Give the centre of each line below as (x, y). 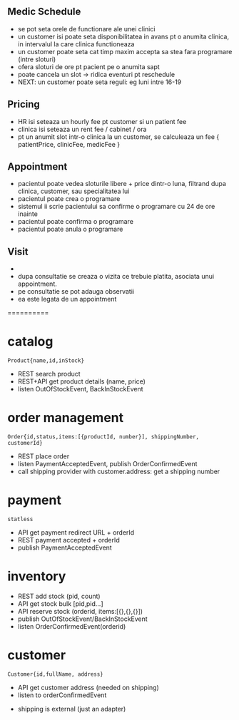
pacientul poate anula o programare (70, 229)
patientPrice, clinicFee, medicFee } (68, 144)
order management (66, 418)
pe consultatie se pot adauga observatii (76, 292)
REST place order (44, 456)
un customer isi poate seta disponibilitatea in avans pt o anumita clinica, (123, 36)
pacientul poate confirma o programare (76, 222)
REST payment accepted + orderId (68, 540)
